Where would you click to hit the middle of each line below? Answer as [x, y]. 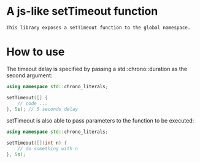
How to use [36, 52]
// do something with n [48, 149]
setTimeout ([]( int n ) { [37, 143]
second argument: [29, 75]
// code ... [33, 103]
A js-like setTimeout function [82, 11]
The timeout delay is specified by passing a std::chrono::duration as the [97, 69]
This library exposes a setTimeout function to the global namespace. [98, 28]
